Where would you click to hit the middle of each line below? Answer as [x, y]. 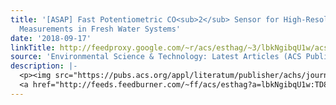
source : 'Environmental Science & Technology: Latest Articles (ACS [156, 57]
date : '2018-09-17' [51, 38]
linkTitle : [33, 47]
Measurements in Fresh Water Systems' [100, 29]
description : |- [44, 66]
